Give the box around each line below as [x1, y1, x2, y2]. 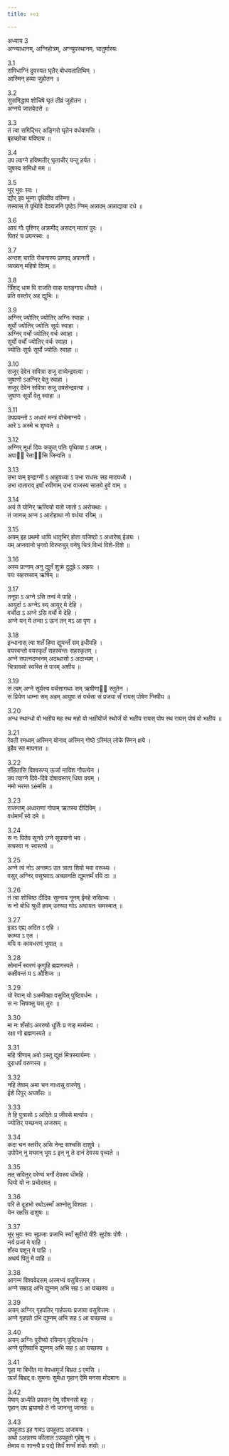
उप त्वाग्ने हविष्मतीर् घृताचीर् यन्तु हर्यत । [7, 156, 97, 164]
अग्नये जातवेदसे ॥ [7, 104, 48, 113]
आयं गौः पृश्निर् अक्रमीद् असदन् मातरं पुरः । [7, 223, 103, 232]
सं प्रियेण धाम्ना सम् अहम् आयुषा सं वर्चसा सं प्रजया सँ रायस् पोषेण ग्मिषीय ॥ [7, 692, 171, 701]
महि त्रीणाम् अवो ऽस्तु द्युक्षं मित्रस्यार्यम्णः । [7, 1050, 97, 1059]
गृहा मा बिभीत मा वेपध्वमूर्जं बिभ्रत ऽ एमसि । [7, 1365, 101, 1374]
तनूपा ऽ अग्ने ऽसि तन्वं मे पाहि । [7, 592, 78, 601]
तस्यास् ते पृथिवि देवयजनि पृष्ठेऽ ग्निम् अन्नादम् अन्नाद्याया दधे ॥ [7, 201, 143, 210]
